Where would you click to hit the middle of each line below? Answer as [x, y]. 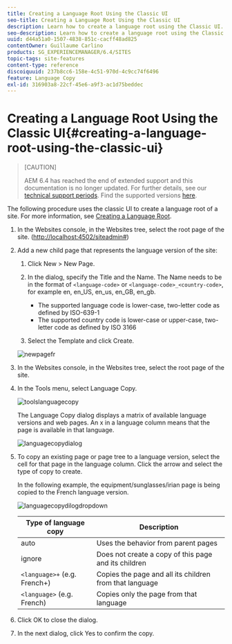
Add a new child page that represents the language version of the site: [117, 251]
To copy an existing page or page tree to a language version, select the [118, 457]
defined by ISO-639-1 [69, 313]
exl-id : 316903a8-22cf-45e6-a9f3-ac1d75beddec [75, 84]
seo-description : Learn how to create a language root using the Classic [116, 33]
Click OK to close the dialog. [57, 620]
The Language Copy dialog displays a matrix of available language [112, 415]
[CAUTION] [40, 168]
